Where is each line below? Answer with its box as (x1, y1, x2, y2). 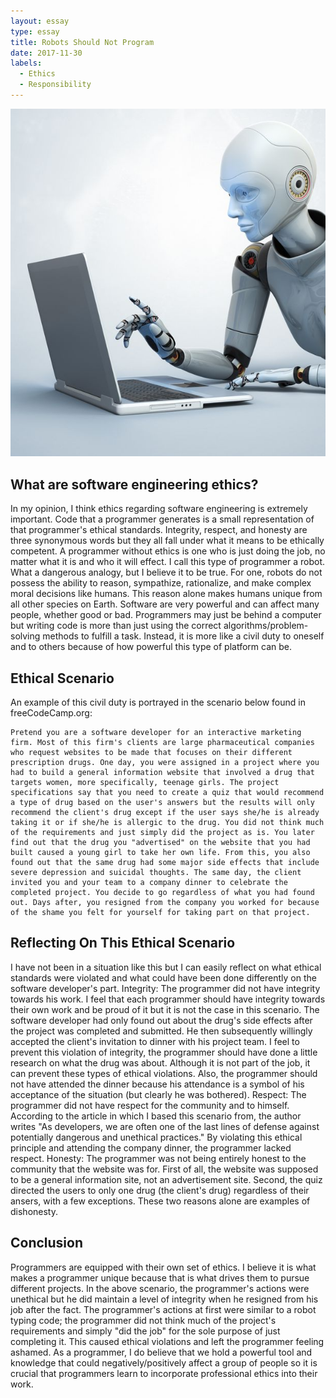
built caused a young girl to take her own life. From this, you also (10, 847, 311, 857)
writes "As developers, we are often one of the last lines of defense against (10, 1120, 320, 1132)
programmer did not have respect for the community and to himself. (10, 1099, 290, 1111)
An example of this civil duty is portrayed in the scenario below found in (10, 696, 306, 708)
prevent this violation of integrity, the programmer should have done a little (10, 1046, 318, 1058)
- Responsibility (19, 80, 92, 90)
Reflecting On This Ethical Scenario (10, 935, 236, 952)
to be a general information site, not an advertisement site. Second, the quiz (10, 1173, 323, 1185)
